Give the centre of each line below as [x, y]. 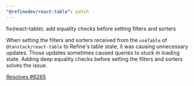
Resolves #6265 [26, 77]
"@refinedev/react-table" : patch [48, 12]
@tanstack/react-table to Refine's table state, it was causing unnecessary [97, 46]
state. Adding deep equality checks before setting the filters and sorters [95, 59]
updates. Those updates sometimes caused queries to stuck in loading [93, 52]
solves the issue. [27, 65]
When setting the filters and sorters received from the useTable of [87, 40]
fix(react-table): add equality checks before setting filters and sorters [91, 28]
